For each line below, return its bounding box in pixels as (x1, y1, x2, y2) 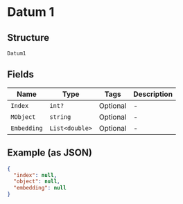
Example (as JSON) (7, 147, 92, 159)
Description (132, 89, 173, 99)
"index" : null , (13, 171, 58, 178)
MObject (10, 113, 36, 121)
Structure (7, 32, 50, 44)
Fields (7, 68, 35, 80)
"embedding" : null (13, 185, 67, 192)
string (49, 113, 71, 121)
